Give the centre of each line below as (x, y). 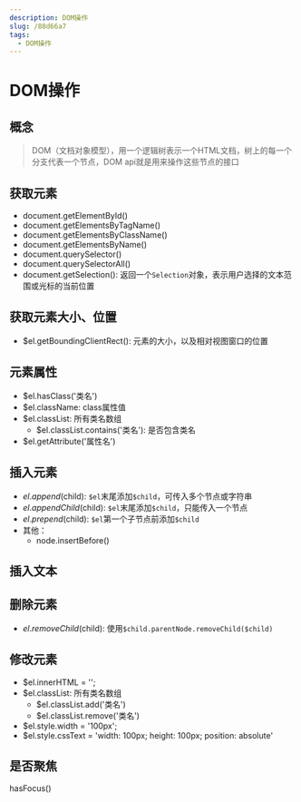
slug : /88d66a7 (38, 26)
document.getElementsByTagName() (92, 225)
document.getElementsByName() (85, 245)
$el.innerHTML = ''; (59, 682)
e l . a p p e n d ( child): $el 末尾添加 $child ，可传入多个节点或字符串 (137, 496)
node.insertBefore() (73, 540)
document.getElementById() (75, 216)
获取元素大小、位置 (63, 317)
